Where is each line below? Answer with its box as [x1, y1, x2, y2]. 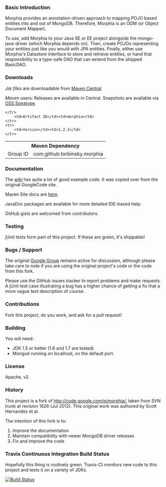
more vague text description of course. [5, 288, 85, 294]
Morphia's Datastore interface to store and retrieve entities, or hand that [5, 51, 152, 57]
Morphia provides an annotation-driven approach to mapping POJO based [5, 15, 157, 21]
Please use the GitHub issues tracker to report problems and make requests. [5, 278, 162, 284]
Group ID [7, 150, 29, 157]
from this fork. [5, 268, 34, 274]
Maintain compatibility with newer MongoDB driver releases [12, 433, 135, 438]
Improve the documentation [12, 428, 69, 433]
